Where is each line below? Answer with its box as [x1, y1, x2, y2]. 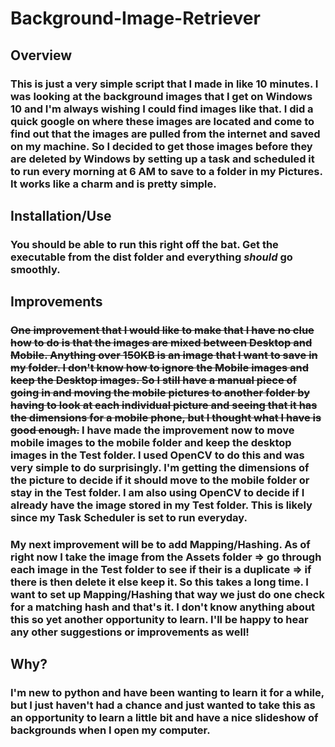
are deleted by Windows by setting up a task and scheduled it [10, 152, 315, 166]
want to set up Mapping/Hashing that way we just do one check [10, 588, 325, 602]
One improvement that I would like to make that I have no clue [10, 323, 315, 337]
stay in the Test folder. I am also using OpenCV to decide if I [10, 486, 305, 500]
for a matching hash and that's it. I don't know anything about [10, 600, 316, 614]
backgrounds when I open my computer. [10, 723, 211, 737]
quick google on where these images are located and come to [10, 114, 315, 128]
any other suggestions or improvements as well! [10, 625, 250, 639]
